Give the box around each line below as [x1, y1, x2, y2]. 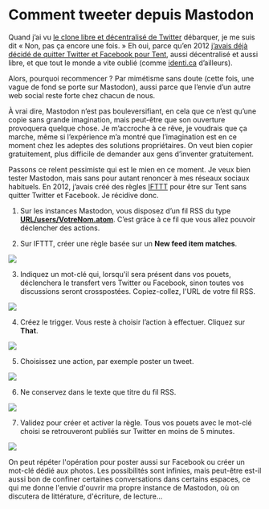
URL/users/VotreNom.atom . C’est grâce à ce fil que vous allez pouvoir [19, 214, 256, 224]
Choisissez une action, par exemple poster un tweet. [19, 356, 194, 366]
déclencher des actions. [19, 223, 100, 233]
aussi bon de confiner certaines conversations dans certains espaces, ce [8, 474, 251, 484]
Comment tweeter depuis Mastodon [8, 6, 255, 24]
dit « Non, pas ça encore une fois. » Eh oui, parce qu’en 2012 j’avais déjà [8, 40, 248, 50]
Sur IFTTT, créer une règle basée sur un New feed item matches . [19, 238, 238, 248]
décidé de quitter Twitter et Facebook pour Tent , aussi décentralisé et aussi [8, 49, 259, 59]
